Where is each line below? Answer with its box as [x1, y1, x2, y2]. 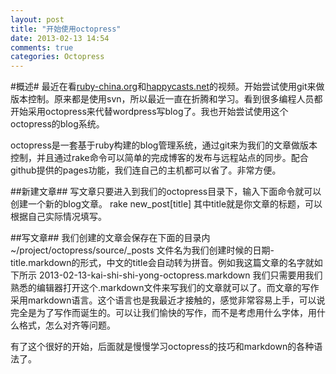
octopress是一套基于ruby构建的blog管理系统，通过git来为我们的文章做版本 [10, 139, 318, 151]
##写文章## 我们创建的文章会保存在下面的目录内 [10, 232, 211, 244]
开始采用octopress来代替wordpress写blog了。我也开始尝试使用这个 [10, 106, 289, 118]
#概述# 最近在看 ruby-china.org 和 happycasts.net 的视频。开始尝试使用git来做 [10, 81, 325, 93]
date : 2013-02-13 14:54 [10, 33, 110, 43]
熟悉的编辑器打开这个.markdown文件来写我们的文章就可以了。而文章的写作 [10, 282, 320, 294]
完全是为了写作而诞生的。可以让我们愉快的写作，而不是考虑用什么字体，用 [10, 307, 317, 319]
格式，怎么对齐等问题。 [18, 319, 116, 331]
